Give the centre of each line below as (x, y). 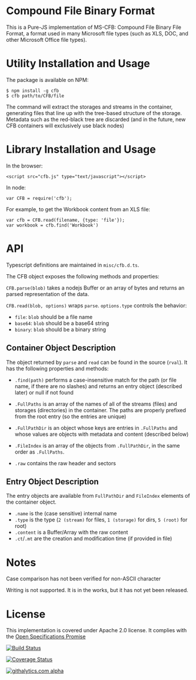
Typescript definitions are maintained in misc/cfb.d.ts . (73, 265)
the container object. (31, 502)
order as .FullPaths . (39, 452)
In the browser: (24, 166)
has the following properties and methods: (57, 368)
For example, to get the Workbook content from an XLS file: (78, 209)
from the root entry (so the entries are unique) (70, 416)
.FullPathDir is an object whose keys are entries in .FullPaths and (96, 428)
